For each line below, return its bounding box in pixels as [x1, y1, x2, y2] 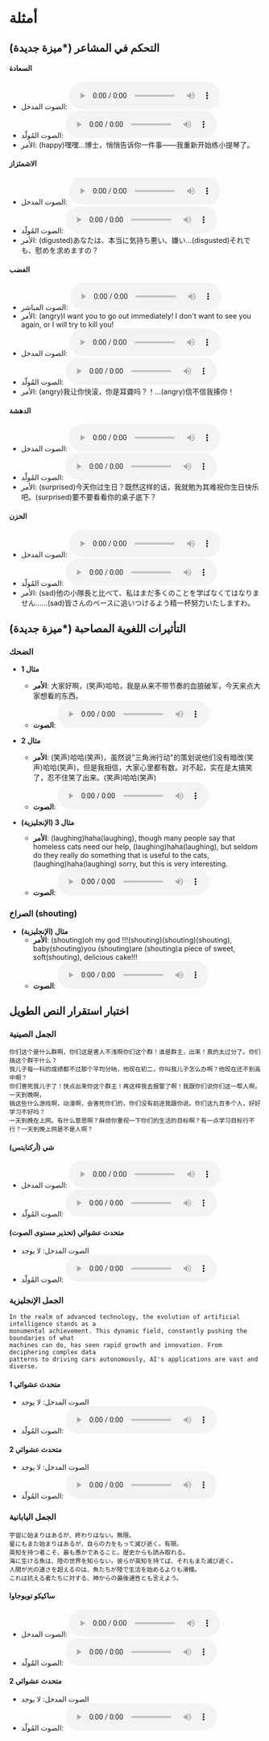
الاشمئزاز [9, 159, 37, 169]
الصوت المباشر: [20, 303, 68, 312]
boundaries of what [9, 1333, 75, 1342]
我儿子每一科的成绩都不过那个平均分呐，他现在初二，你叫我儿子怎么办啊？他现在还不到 [9, 1065, 255, 1073]
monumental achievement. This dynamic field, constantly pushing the [9, 1327, 248, 1335]
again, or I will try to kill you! [20, 320, 114, 329]
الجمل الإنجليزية [9, 1295, 64, 1306]
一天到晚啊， [9, 1091, 46, 1099]
